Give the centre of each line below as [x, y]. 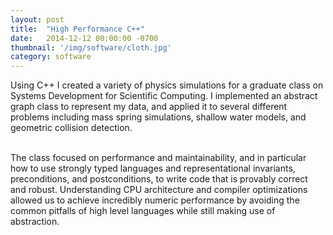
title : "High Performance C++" [77, 29]
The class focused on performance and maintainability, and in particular [158, 158]
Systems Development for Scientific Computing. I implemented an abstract [164, 96]
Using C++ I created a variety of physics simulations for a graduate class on [167, 85]
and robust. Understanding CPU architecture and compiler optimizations [159, 190]
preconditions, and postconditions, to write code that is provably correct [159, 179]
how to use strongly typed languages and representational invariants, [153, 168]
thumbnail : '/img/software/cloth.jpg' [91, 47]
